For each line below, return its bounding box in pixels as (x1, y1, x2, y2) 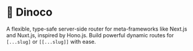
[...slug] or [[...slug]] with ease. (6, 38, 96, 45)
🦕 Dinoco (6, 5, 53, 19)
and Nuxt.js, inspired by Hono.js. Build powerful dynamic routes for (6, 31, 174, 38)
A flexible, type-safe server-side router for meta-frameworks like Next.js (6, 25, 188, 32)
